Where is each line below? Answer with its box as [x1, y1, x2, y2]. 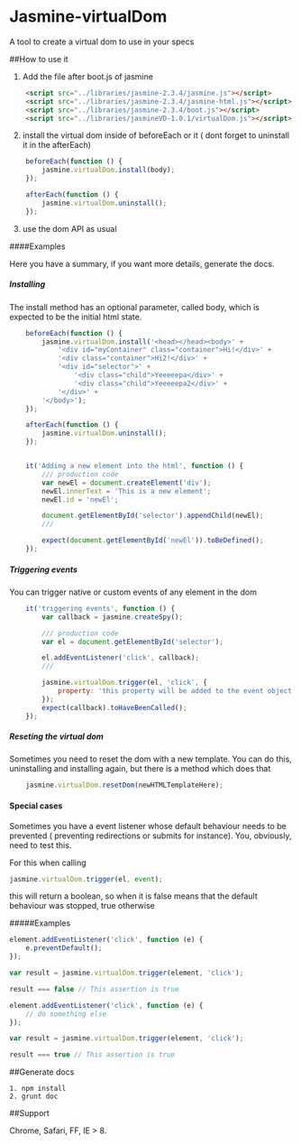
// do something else [25, 1009, 106, 1019]
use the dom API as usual [22, 223, 117, 234]
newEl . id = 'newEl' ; [41, 494, 119, 504]
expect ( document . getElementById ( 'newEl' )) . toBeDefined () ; [41, 536, 264, 545]
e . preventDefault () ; [25, 944, 103, 953]
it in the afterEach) [22, 140, 92, 151]
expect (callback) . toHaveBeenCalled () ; [41, 703, 187, 712]
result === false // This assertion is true [9, 984, 179, 993]
